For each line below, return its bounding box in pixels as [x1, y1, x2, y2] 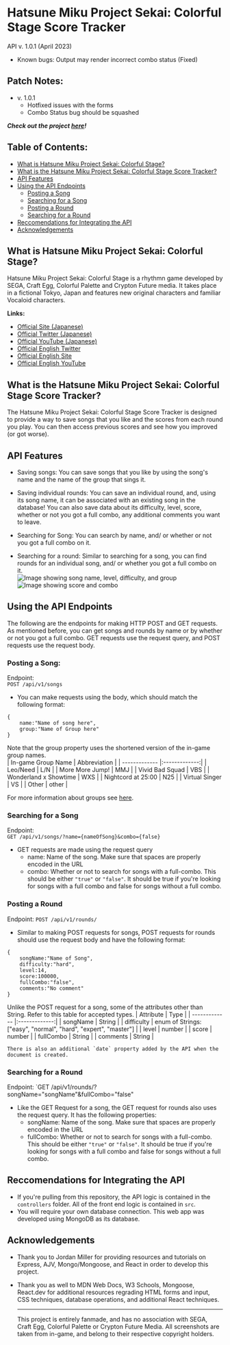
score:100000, [19, 973, 60, 980]
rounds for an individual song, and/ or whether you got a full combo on [16, 559, 217, 567]
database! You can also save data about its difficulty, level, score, [16, 504, 202, 511]
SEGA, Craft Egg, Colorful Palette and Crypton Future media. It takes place [7, 282, 217, 290]
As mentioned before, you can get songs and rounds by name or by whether [7, 626, 222, 635]
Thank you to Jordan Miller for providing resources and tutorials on [16, 1252, 207, 1261]
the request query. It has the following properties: [16, 1111, 157, 1119]
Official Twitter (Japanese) [16, 330, 92, 338]
